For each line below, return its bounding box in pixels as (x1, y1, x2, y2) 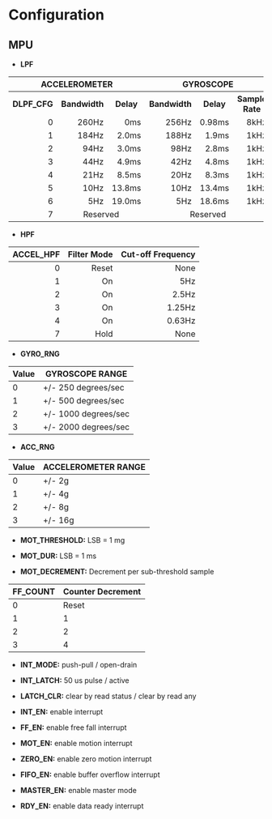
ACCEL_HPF (12, 249, 61, 260)
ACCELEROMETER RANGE (43, 462, 146, 472)
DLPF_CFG (12, 99, 54, 109)
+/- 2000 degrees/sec (43, 421, 130, 433)
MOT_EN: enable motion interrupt (19, 739, 133, 748)
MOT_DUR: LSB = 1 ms (19, 551, 97, 561)
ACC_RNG (19, 442, 55, 451)
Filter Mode (67, 249, 113, 260)
